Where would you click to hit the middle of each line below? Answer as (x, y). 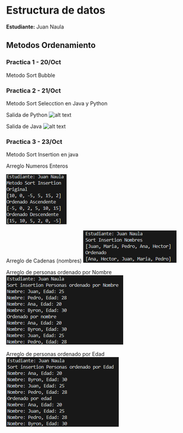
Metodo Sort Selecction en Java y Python (57, 103)
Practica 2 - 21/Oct (33, 91)
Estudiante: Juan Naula (35, 27)
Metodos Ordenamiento (51, 45)
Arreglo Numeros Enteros (37, 166)
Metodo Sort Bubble (31, 75)
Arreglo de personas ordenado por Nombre (59, 272)
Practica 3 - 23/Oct (34, 142)
